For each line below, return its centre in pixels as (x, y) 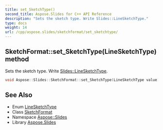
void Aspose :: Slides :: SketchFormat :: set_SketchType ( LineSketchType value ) (82, 80)
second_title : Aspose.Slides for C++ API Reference (58, 14)
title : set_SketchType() (30, 9)
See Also (19, 95)
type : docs (16, 23)
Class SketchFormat (32, 112)
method (17, 59)
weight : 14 (16, 28)
